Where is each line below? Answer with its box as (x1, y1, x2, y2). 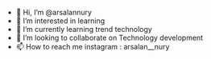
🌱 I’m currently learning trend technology (15, 25, 153, 33)
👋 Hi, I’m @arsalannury (15, 8, 93, 17)
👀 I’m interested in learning (15, 16, 105, 26)
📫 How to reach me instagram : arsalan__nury (15, 42, 170, 51)
